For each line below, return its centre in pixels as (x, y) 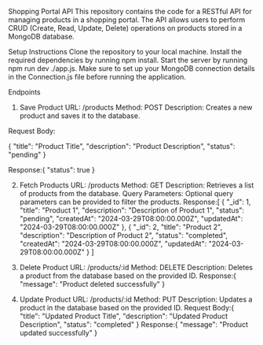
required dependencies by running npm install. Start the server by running (128, 60)
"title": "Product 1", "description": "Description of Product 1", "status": (132, 210)
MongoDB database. (41, 36)
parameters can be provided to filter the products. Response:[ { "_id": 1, (135, 202)
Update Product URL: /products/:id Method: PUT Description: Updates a (136, 299)
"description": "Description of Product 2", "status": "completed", (123, 235)
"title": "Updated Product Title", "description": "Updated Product (124, 316)
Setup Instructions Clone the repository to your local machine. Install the (125, 52)
